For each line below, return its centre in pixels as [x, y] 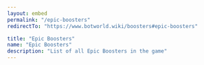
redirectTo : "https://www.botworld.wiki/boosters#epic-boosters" [102, 26]
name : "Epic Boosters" [39, 45]
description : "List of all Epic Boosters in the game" [87, 51]
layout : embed [27, 13]
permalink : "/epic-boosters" [49, 20]
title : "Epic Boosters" [41, 38]
